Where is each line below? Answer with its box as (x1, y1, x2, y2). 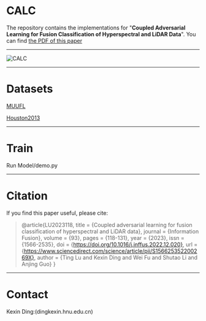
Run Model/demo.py (6, 161, 58, 169)
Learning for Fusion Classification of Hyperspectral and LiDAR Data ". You (6, 30, 196, 37)
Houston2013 (6, 114, 40, 122)
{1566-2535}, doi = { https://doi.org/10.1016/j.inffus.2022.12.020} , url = (21, 241, 198, 248)
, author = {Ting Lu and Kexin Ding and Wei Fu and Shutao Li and (34, 253, 198, 261)
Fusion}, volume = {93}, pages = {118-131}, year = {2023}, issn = (21, 234, 185, 241)
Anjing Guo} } (21, 260, 56, 268)
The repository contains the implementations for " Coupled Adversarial (6, 24, 186, 31)
